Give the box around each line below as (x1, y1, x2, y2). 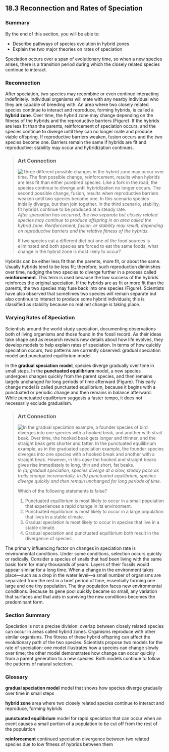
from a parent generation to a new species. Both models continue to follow (5, 656, 160, 662)
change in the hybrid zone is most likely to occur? (17, 248, 121, 255)
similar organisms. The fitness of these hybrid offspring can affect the (5, 634, 150, 640)
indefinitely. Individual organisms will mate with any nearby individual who (5, 96, 159, 102)
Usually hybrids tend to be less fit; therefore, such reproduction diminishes (5, 264, 160, 270)
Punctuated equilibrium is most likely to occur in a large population (25, 508, 164, 514)
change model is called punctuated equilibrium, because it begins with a (5, 384, 156, 390)
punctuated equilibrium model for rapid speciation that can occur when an (5, 716, 162, 722)
